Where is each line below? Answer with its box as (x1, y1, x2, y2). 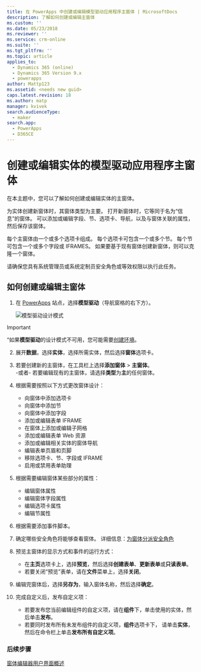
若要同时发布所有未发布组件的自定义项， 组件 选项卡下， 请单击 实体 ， (24, 621, 193, 628)
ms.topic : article (7, 53, 52, 59)
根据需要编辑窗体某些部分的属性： (15, 474, 100, 482)
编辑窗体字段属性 (24, 494, 67, 501)
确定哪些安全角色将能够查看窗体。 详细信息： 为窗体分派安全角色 (15, 535, 174, 542)
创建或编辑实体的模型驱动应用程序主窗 (7, 159, 196, 172)
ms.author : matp (7, 98, 47, 104)
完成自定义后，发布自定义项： (15, 593, 89, 600)
